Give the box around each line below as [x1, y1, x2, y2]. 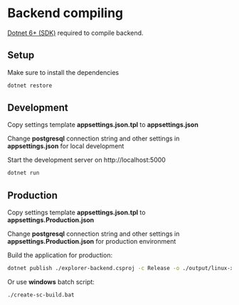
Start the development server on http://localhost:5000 [7, 155, 166, 165]
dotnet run [7, 170, 40, 177]
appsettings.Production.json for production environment [7, 237, 176, 246]
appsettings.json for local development [7, 142, 124, 150]
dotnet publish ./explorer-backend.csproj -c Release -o [7, 265, 180, 272]
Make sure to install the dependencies [7, 68, 119, 76]
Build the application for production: [7, 251, 112, 259]
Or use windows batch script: [7, 278, 95, 286]
